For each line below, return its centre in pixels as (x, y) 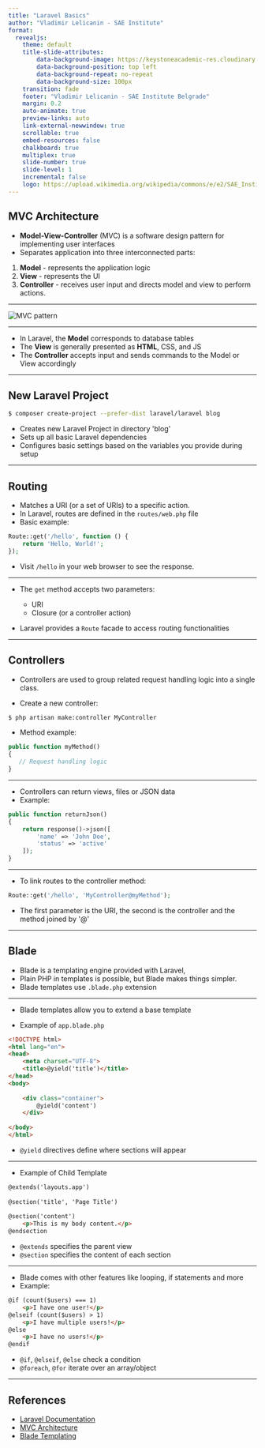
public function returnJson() (58, 814)
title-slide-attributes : (63, 52)
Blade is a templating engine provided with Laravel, (103, 970)
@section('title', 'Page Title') (63, 1202)
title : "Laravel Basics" (49, 15)
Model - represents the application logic (85, 267)
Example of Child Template (63, 1172)
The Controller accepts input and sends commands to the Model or (129, 355)
